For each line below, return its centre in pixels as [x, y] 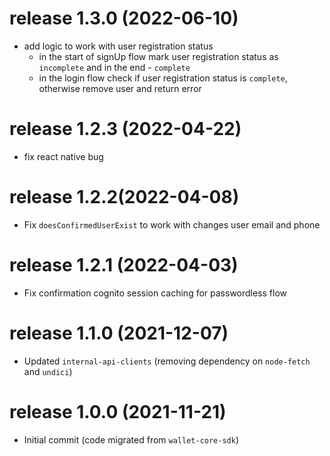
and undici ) [48, 371]
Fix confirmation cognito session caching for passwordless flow [155, 293]
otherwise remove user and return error [120, 88]
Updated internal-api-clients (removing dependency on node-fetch [167, 361]
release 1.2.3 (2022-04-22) [125, 129]
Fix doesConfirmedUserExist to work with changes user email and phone [172, 224]
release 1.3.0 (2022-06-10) [124, 18]
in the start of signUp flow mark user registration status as [158, 56]
